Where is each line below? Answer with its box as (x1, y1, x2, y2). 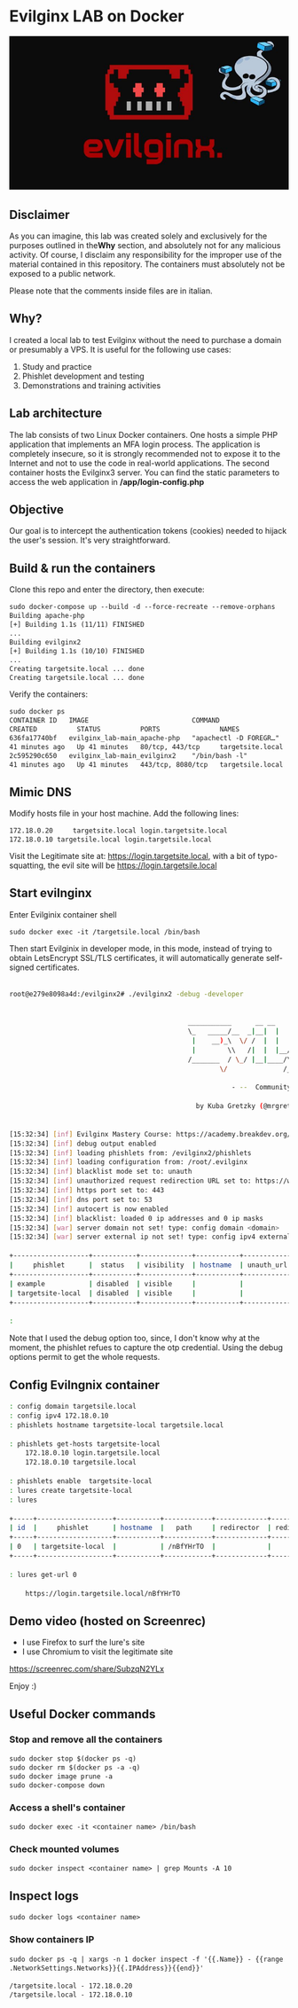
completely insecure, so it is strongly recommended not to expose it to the (9, 448, 281, 458)
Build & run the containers (9, 560, 156, 575)
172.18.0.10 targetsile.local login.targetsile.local (9, 835, 213, 844)
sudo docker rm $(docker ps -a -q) (9, 1762, 141, 1772)
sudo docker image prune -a (9, 1771, 114, 1781)
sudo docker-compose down (9, 1780, 105, 1790)
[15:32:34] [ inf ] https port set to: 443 (9, 1186, 165, 1195)
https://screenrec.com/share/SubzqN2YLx (9, 1664, 165, 1675)
